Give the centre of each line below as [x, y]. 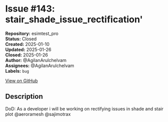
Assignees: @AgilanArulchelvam [40, 66]
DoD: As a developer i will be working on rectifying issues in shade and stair [84, 108]
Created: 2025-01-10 [27, 44]
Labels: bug [17, 71]
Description [24, 97]
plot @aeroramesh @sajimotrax [38, 114]
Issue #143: [30, 9]
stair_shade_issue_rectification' [74, 19]
